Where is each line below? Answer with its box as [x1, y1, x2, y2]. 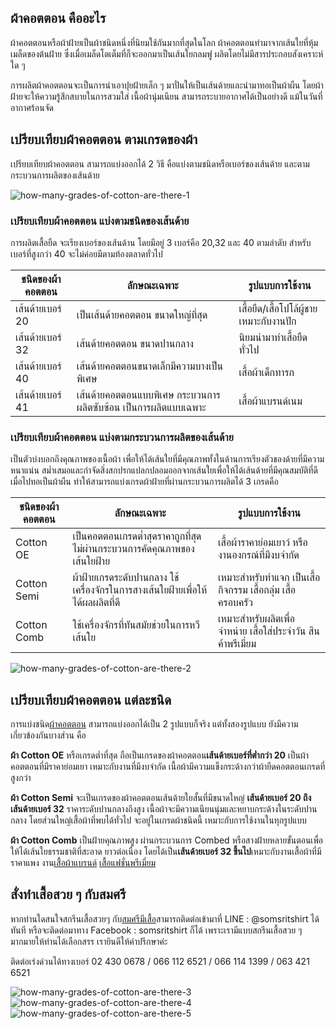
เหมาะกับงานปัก [238, 314, 297, 328]
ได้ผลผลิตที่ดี [72, 596, 121, 610]
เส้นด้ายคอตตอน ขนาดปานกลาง [76, 336, 194, 350]
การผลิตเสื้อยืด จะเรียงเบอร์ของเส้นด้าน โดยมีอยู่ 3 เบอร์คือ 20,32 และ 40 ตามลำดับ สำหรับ [10, 236, 312, 248]
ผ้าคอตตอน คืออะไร [10, 10, 107, 27]
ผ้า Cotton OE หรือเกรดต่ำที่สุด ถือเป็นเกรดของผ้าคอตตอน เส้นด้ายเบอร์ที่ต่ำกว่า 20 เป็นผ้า [10, 749, 310, 761]
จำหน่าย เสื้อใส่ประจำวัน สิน [218, 624, 320, 638]
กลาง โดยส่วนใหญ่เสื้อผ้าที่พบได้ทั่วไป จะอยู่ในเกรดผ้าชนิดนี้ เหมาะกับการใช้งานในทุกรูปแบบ [10, 814, 307, 826]
